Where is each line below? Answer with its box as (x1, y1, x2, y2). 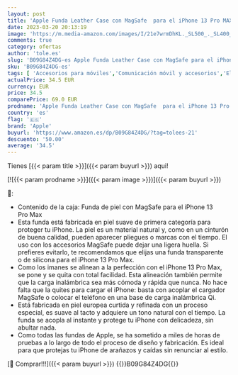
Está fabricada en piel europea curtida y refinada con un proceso (17, 301, 208, 309)
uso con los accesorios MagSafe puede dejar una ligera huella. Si (17, 240, 209, 249)
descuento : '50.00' (7, 135, 65, 142)
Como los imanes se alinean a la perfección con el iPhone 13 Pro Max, (17, 263, 222, 272)
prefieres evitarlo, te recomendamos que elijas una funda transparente (17, 248, 224, 257)
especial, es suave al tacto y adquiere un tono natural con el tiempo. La (17, 308, 226, 317)
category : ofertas (7, 43, 62, 50)
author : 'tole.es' (7, 50, 62, 57)
